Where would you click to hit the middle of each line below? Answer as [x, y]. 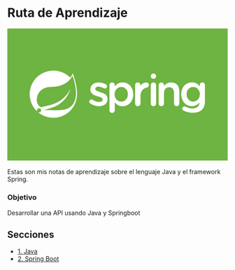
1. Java [27, 251]
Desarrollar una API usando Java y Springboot [74, 213]
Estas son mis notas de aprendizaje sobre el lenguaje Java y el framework [114, 172]
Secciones [31, 235]
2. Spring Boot [38, 259]
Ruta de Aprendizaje [67, 13]
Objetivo [22, 197]
